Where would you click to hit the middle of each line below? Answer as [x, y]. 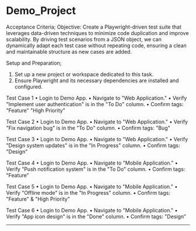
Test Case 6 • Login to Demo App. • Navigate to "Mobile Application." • [92, 210]
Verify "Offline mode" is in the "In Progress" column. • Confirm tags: [88, 192]
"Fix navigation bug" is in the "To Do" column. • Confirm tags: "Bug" [88, 128]
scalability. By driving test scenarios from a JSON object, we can [84, 39]
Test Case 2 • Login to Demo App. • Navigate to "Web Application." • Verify [97, 121]
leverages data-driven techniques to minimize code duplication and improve [97, 33]
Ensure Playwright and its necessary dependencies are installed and [97, 80]
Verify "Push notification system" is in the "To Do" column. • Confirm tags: [96, 169]
